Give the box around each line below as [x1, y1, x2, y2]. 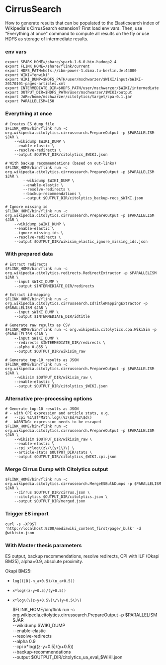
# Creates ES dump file [5, 121, 55, 126]
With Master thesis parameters [5, 542, 82, 549]
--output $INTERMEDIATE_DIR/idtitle [14, 314, 90, 319]
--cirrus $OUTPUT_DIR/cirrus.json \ [14, 490, 90, 495]
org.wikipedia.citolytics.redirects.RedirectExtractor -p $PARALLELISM [5, 270, 157, 276]
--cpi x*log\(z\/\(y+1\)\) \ [14, 446, 75, 451]
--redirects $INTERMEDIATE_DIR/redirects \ [14, 340, 106, 345]
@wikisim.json [5, 530, 35, 535]
